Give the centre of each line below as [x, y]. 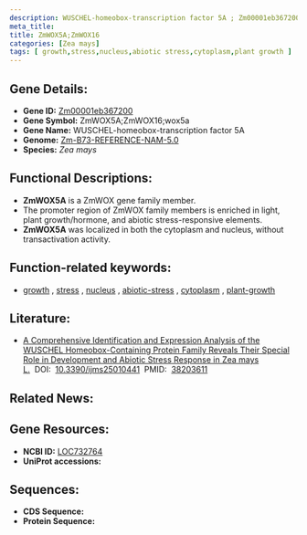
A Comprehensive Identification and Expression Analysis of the [141, 341]
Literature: [40, 318]
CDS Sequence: [53, 511]
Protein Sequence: [59, 521]
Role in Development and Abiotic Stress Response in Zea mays [141, 360]
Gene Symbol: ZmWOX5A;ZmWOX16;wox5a [106, 121]
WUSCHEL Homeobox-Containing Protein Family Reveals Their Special [156, 350]
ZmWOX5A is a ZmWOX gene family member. [109, 200]
